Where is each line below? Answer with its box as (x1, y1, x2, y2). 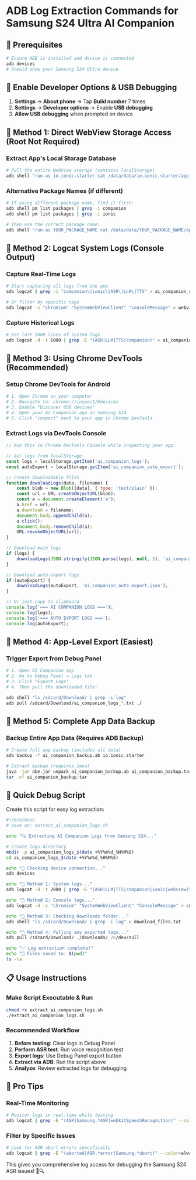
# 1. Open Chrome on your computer (6, 394, 93, 400)
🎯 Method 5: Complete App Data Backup (6, 716, 156, 726)
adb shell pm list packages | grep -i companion (6, 206, 127, 212)
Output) (6, 252, 35, 262)
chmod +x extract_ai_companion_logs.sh (6, 1007, 103, 1013)
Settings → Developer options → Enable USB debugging (14, 104, 153, 111)
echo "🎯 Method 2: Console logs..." (6, 898, 95, 903)
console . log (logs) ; (6, 609, 54, 616)
